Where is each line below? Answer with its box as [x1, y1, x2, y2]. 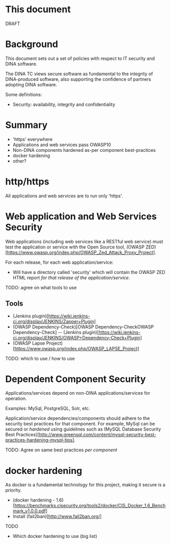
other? [12, 157, 27, 164]
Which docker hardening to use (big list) [12, 533, 97, 539]
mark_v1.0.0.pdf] [12, 508, 47, 514]
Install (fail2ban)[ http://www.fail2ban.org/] [12, 513, 102, 519]
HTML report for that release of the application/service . [12, 275, 130, 281]
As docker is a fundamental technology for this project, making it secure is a [5, 482, 166, 488]
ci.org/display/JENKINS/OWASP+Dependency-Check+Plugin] [12, 334, 142, 341]
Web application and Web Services [5, 211, 157, 222]
